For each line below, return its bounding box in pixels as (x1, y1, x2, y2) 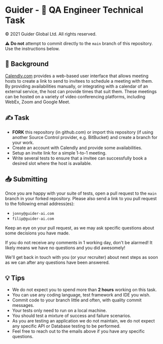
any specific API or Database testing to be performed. (12, 323, 121, 329)
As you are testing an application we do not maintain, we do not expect (12, 318, 155, 324)
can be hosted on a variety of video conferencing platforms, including (5, 93, 145, 99)
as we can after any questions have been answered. (5, 259, 110, 266)
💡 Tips (5, 274, 25, 282)
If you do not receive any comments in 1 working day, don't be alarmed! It (5, 240, 153, 246)
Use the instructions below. (5, 46, 60, 51)
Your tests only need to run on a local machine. (12, 308, 107, 314)
